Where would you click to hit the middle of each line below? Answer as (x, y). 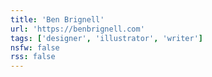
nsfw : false (35, 47)
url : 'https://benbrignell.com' (77, 29)
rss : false (33, 57)
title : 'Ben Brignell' (57, 19)
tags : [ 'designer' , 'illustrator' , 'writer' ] (106, 38)
